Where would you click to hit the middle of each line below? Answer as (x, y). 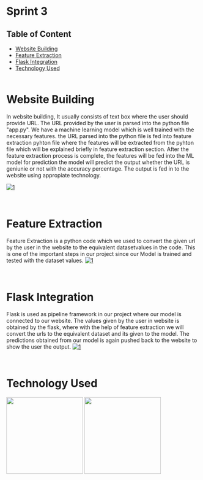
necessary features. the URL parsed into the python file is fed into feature (99, 136)
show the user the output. (39, 346)
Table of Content (39, 34)
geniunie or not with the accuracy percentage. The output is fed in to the (98, 168)
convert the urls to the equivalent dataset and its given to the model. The (98, 333)
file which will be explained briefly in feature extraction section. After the (98, 149)
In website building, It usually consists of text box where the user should (97, 116)
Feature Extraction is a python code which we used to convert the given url (101, 241)
